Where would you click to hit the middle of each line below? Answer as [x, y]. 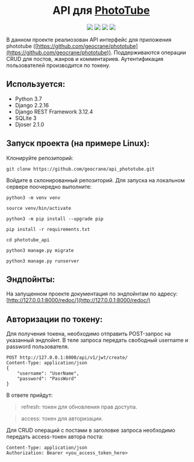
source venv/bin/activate [39, 208]
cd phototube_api [28, 240]
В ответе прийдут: [30, 395]
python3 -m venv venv [33, 198]
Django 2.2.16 [32, 105]
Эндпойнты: [31, 279]
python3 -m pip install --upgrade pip [55, 219]
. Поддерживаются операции [149, 52]
